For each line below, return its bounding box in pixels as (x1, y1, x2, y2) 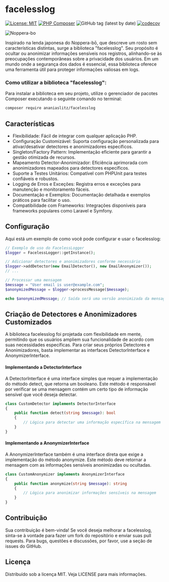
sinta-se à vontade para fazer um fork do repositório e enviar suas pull (5, 532, 151, 538)
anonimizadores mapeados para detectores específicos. (12, 165, 130, 171)
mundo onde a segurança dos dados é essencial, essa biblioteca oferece (5, 61, 157, 67)
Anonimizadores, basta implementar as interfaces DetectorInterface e (5, 347, 150, 353)
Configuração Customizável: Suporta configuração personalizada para (12, 138, 159, 144)
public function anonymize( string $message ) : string (14, 481, 127, 486)
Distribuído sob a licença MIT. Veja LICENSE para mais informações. (5, 571, 147, 577)
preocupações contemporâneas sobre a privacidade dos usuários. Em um (5, 55, 158, 61)
